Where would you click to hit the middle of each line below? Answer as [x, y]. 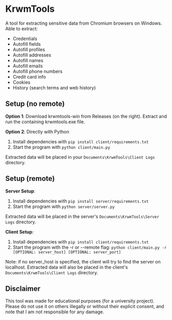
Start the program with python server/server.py [64, 206]
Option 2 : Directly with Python [37, 131]
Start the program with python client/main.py [61, 147]
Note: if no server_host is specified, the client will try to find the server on [83, 261]
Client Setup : [20, 232]
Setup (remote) [30, 178]
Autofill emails [28, 66]
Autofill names [28, 60]
